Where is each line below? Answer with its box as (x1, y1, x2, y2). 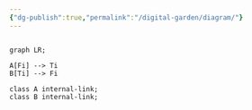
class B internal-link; (9, 92, 99, 101)
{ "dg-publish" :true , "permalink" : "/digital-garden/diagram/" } (9, 13, 244, 22)
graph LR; (9, 46, 47, 55)
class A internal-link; (9, 84, 99, 94)
